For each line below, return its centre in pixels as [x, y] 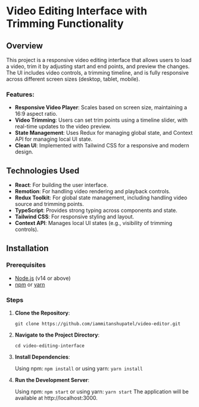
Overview [25, 46]
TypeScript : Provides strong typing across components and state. [96, 211]
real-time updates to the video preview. [63, 127]
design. [24, 152]
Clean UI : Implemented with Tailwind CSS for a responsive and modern [102, 146]
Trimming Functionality [65, 24]
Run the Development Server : [52, 380]
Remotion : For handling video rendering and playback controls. [93, 192]
